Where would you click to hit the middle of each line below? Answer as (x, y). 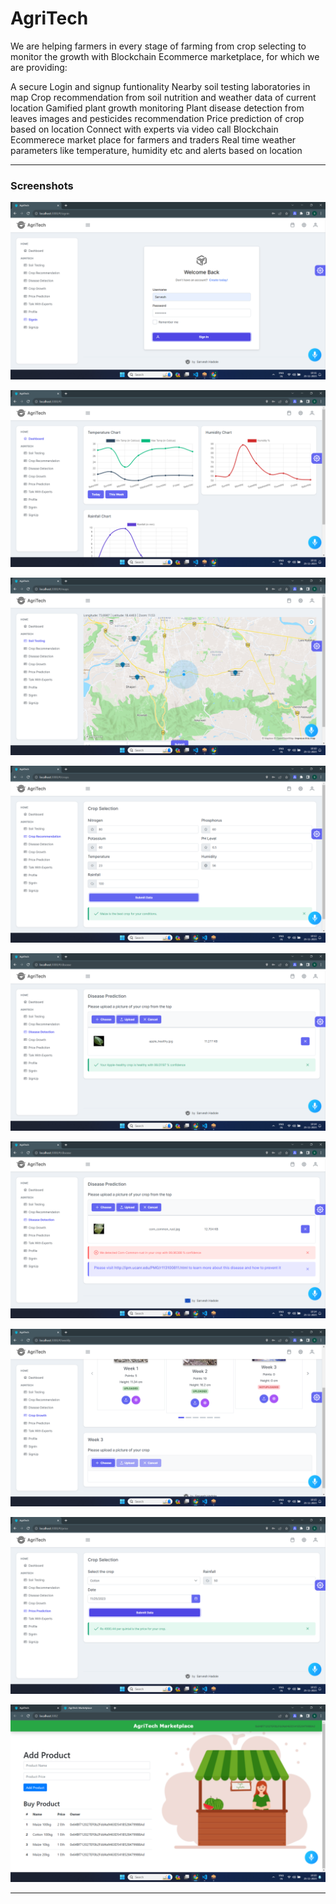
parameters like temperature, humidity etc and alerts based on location (156, 150)
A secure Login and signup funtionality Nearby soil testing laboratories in (160, 86)
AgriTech (49, 18)
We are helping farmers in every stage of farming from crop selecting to (158, 46)
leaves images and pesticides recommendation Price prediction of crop (157, 118)
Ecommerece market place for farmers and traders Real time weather (153, 139)
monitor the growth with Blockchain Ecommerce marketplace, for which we (165, 56)
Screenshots (42, 185)
